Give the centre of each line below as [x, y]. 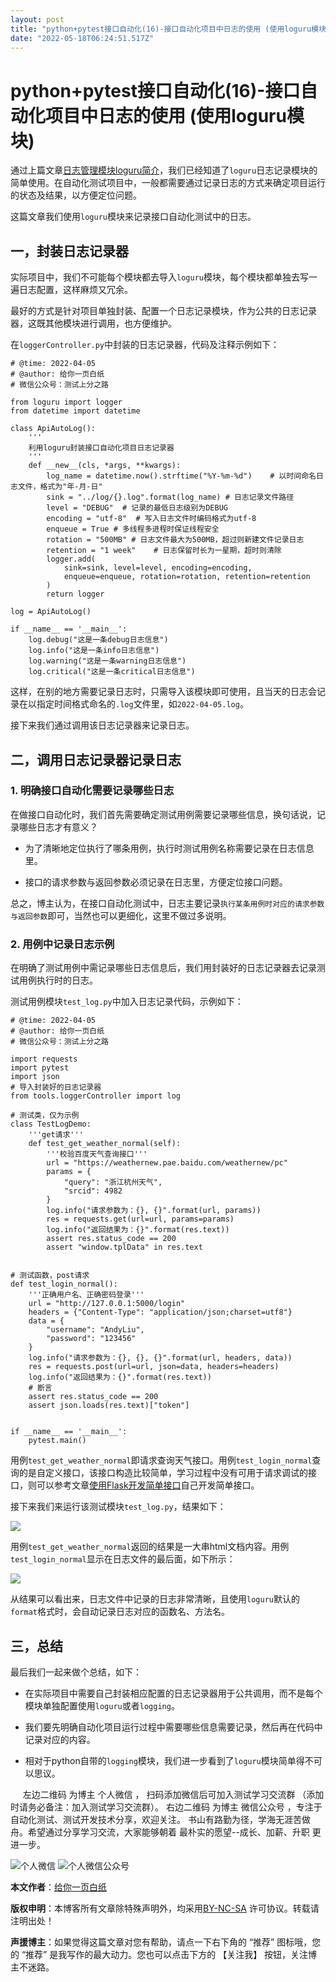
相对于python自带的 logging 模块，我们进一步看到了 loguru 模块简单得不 [169, 1760]
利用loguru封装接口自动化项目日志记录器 [101, 448]
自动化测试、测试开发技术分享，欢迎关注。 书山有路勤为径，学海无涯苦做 [160, 1819]
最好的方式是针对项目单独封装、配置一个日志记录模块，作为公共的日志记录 [163, 311]
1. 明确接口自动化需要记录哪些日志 [92, 791]
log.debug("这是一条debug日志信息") [98, 640]
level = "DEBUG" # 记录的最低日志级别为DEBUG [137, 508]
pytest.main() [57, 1441]
